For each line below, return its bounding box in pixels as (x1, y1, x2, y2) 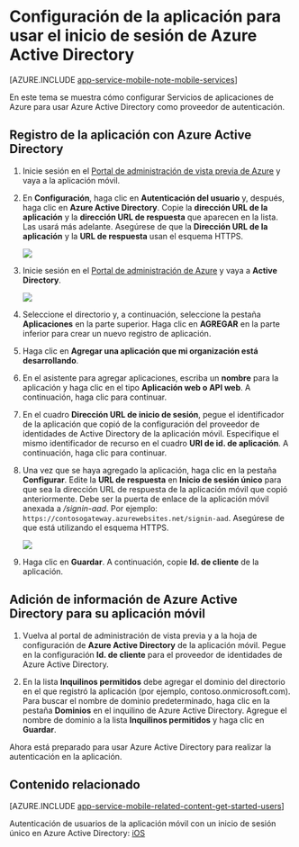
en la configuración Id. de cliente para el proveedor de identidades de (22, 649, 283, 660)
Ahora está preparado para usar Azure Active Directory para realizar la (9, 741, 272, 752)
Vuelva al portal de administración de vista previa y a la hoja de (22, 630, 258, 641)
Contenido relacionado (9, 777, 141, 792)
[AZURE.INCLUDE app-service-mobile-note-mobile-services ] (9, 74, 239, 85)
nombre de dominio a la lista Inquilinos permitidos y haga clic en (22, 714, 265, 725)
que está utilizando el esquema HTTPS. (22, 522, 169, 533)
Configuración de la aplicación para (9, 6, 282, 27)
